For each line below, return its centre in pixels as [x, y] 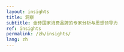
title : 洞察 [20, 17]
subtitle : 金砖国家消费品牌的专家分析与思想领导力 [62, 23]
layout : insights [28, 12]
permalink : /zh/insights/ [38, 34]
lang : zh [17, 39]
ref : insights [24, 28]
